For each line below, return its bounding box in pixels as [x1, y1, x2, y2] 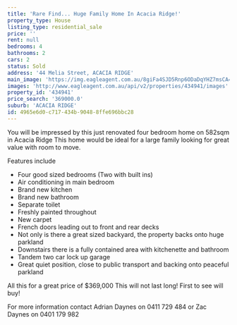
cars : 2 [7, 56, 30, 63]
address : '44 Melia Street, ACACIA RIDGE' [7, 69, 134, 76]
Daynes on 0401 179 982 [7, 309, 80, 318]
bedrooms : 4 [7, 43, 42, 50]
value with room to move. [7, 142, 81, 152]
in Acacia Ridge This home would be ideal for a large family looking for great [7, 135, 229, 144]
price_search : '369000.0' [7, 96, 83, 103]
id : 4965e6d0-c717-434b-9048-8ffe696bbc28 [7, 109, 134, 116]
